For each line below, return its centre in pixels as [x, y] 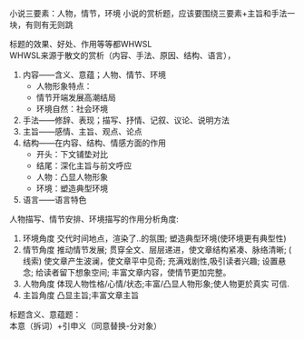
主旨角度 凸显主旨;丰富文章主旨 [80, 295]
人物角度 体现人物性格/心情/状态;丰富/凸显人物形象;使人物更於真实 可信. [156, 284]
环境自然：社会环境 [72, 109]
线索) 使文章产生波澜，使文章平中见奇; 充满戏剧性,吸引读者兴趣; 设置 [150, 261]
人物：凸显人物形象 [72, 177]
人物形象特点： [64, 86]
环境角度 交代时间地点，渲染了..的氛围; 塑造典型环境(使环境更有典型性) [155, 238]
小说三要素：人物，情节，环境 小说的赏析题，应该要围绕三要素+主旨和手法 [148, 13]
